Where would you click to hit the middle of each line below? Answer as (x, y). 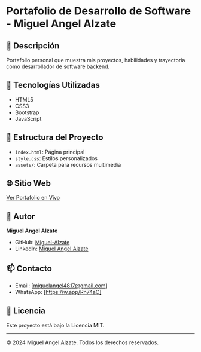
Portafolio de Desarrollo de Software (99, 11)
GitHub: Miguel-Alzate (42, 243)
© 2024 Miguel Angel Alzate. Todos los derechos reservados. (82, 342)
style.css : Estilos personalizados (56, 158)
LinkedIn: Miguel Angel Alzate (51, 249)
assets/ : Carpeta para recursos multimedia (68, 164)
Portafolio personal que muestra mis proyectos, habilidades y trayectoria (96, 60)
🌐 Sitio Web (28, 183)
